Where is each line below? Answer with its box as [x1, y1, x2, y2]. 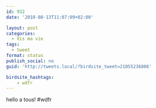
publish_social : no [6, 58, 54, 64]
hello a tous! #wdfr [6, 96, 52, 103]
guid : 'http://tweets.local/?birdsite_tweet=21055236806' [6, 63, 152, 69]
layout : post [6, 25, 38, 31]
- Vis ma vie [11, 36, 44, 42]
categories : [6, 30, 35, 36]
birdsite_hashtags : [6, 74, 54, 80]
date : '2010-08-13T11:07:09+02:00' [6, 14, 94, 20]
